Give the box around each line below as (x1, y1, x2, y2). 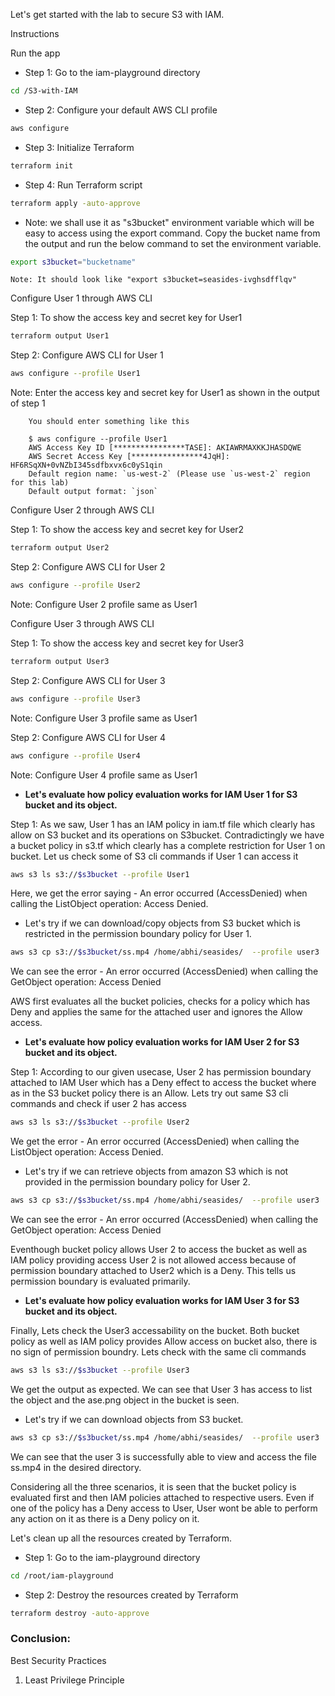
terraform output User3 (10, 656, 110, 666)
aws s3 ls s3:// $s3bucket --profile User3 (10, 1365, 190, 1375)
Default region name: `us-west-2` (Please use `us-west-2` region (28, 469, 311, 479)
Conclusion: (10, 1632, 71, 1646)
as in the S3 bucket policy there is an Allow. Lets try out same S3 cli (10, 1087, 289, 1099)
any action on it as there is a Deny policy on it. (10, 1512, 200, 1524)
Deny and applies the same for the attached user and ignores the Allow (10, 1006, 303, 1018)
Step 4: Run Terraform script (24, 179, 143, 191)
